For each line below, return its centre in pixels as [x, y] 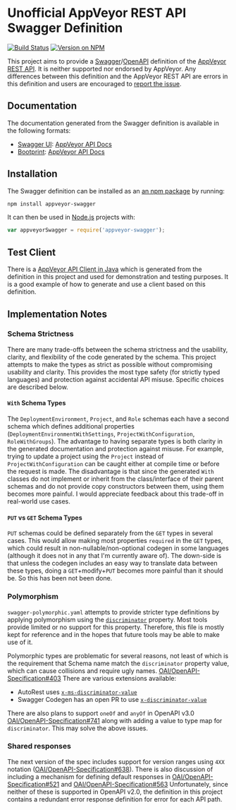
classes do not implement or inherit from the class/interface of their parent [116, 479]
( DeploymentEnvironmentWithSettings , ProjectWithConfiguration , [101, 434]
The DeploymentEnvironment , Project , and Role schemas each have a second [118, 419]
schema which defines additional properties [71, 427]
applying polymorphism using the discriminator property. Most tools [107, 619]
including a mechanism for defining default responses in [89, 776]
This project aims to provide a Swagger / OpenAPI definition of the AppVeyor [117, 61]
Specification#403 [34, 678]
